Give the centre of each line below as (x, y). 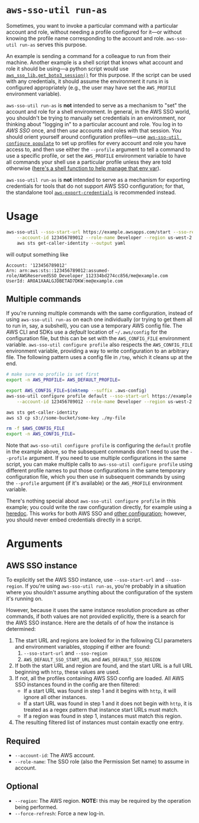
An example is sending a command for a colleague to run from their (88, 56)
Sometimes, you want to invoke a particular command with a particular (92, 25)
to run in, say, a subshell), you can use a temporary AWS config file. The (94, 326)
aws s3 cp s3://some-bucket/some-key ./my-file (66, 418)
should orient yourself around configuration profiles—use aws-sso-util (93, 137)
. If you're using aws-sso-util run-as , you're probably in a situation (104, 586)
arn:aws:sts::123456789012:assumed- (65, 270)
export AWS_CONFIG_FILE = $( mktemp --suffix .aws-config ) (76, 391)
